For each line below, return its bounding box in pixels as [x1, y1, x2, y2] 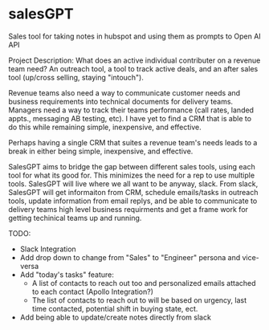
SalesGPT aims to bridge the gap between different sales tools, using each [8, 161, 255, 171]
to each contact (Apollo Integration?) [31, 287, 154, 296]
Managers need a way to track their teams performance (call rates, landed [8, 105, 255, 115]
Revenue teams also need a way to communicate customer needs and [8, 88, 241, 97]
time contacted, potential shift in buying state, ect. [31, 304, 198, 313]
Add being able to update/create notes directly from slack [19, 312, 211, 322]
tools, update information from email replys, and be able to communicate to [8, 196, 258, 206]
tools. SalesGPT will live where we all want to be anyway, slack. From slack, [8, 178, 259, 189]
